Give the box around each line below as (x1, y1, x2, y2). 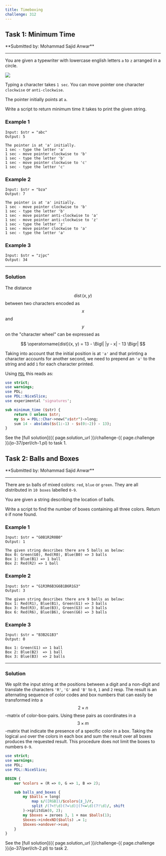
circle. (5, 63, 18, 69)
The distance (5, 285, 32, 291)
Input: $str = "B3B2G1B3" (5, 632, 58, 637)
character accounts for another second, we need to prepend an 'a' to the (5, 355, 156, 361)
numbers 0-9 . (5, 744, 33, 750)
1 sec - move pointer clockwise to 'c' (5, 160, 87, 165)
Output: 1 (5, 539, 26, 545)
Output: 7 (5, 191, 26, 196)
